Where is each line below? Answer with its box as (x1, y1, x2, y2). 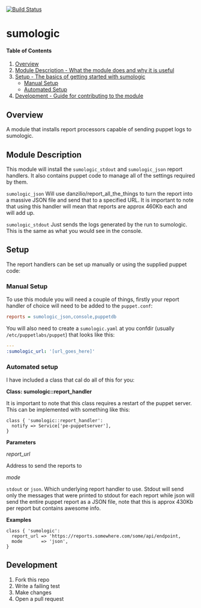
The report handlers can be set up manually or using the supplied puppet (6, 261, 187, 268)
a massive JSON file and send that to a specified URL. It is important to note (6, 196, 194, 204)
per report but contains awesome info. (6, 504, 101, 512)
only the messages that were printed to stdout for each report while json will (6, 492, 195, 499)
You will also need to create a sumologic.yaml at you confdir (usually (6, 325, 175, 332)
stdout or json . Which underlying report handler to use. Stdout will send (6, 485, 184, 493)
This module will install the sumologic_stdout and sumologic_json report (6, 166, 183, 173)
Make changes (14, 589, 52, 596)
